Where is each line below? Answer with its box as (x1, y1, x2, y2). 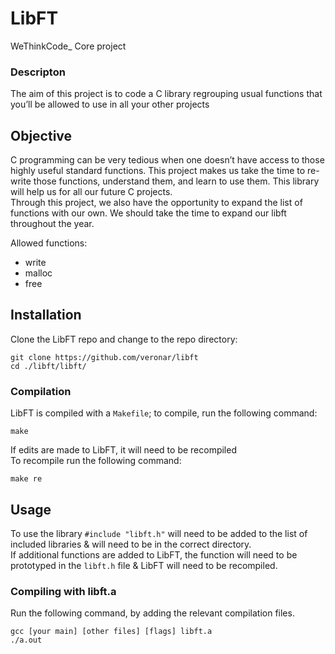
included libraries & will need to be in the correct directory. (10, 538, 252, 550)
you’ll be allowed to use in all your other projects (10, 98, 210, 111)
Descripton (10, 65, 66, 79)
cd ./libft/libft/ (10, 361, 87, 371)
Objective (10, 127, 73, 144)
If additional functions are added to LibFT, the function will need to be (10, 548, 298, 561)
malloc (24, 267, 53, 279)
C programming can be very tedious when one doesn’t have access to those (10, 154, 325, 166)
